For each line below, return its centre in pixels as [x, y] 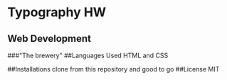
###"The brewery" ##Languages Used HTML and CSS [88, 55]
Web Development [49, 39]
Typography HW [57, 12]
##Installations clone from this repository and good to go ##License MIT [114, 69]
